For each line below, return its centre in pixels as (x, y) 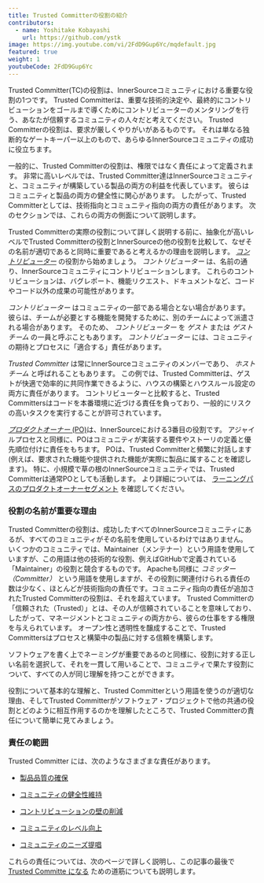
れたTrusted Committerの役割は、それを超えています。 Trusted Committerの (131, 598)
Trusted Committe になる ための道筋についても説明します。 (104, 871)
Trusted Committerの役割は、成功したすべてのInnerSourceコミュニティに (126, 530)
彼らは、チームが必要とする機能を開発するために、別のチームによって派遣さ (132, 317)
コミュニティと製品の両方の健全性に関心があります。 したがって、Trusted (127, 195)
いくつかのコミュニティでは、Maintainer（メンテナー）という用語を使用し (128, 549)
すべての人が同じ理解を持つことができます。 (106, 674)
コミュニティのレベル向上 (60, 828)
